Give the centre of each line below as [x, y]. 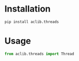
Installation [28, 9]
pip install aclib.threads [32, 22]
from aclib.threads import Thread [39, 54]
